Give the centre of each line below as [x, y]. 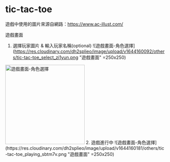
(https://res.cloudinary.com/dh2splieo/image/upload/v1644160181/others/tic [85, 148]
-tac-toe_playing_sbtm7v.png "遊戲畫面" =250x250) [60, 154]
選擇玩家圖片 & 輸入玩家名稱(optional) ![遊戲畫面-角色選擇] [74, 45]
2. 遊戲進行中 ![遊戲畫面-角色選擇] [121, 142]
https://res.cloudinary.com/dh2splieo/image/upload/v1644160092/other [90, 51]
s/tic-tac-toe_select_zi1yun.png [45, 57]
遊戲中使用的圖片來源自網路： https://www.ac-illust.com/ [64, 24]
